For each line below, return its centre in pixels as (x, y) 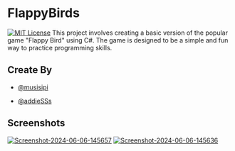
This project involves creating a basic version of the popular (140, 33)
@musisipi (33, 87)
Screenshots (36, 123)
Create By (30, 70)
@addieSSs (35, 101)
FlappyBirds (44, 13)
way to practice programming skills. (60, 47)
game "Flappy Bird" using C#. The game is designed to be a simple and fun (118, 40)
